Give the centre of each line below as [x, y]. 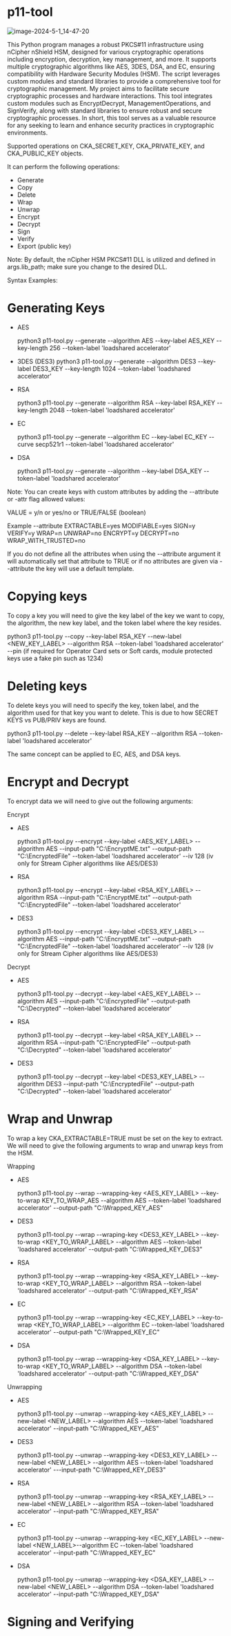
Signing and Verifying [71, 1622]
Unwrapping [25, 1387]
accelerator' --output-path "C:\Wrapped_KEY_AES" [90, 1207]
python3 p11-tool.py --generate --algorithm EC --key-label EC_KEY [112, 436]
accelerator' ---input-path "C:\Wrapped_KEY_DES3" [91, 1470]
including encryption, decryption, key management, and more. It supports [112, 59]
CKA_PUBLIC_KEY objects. [46, 153]
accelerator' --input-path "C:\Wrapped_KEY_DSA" [88, 1594]
